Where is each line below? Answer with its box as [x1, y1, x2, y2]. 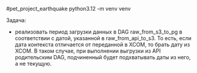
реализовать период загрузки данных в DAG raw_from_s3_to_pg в [14, 28, 183, 35]
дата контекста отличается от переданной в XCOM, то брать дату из [14, 41, 190, 48]
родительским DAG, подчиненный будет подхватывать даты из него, [14, 54, 191, 60]
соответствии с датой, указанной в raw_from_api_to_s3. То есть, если [14, 35, 192, 41]
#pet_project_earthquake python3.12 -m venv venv [6, 5, 131, 12]
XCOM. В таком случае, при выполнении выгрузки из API [14, 47, 161, 54]
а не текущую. [14, 60, 52, 67]
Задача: [6, 17, 26, 23]
